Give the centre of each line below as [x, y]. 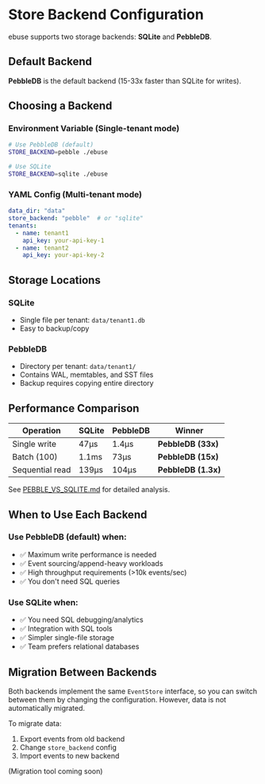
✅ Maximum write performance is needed [88, 554]
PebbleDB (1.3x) [189, 470]
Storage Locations [54, 280]
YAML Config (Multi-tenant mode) [75, 194]
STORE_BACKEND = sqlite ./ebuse [58, 174]
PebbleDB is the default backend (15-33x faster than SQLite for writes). [125, 80]
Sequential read [42, 470]
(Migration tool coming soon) [56, 771]
